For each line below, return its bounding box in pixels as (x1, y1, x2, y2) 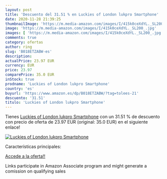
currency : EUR (5, 63, 35, 68)
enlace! (5, 124, 20, 130)
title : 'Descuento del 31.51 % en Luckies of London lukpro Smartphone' (5, 12, 159, 17)
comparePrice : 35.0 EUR (5, 72, 55, 77)
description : (5, 53, 32, 59)
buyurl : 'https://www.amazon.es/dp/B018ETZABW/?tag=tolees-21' (5, 91, 139, 96)
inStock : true (5, 77, 35, 82)
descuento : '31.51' (5, 95, 46, 100)
